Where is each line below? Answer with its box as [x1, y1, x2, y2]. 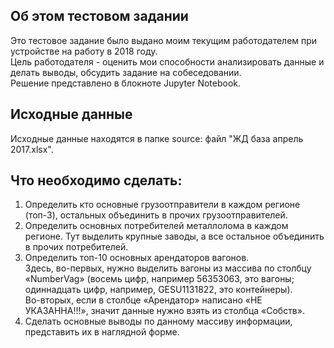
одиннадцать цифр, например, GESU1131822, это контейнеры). [24, 284, 293, 296]
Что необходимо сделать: [10, 172, 183, 189]
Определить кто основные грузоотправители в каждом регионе [24, 199, 301, 211]
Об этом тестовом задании [10, 8, 189, 25]
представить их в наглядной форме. [24, 326, 180, 338]
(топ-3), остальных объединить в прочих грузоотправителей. [24, 209, 288, 221]
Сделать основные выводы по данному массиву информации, [24, 315, 293, 328]
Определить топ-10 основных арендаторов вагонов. [24, 252, 250, 264]
